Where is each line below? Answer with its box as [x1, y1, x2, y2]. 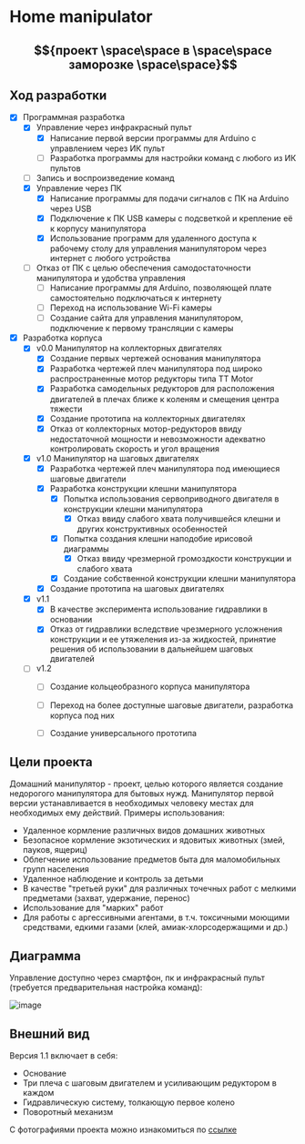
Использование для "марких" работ [22, 903, 164, 914]
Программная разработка [22, 112, 126, 123]
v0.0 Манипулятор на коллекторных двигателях [36, 343, 223, 354]
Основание [22, 1068, 66, 1079]
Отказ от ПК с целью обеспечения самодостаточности [36, 262, 251, 273]
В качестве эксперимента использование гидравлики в [49, 603, 269, 615]
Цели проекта [9, 754, 93, 770]
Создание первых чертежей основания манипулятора [49, 353, 261, 364]
